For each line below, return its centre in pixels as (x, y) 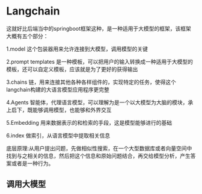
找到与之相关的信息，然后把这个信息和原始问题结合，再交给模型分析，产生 (98, 155)
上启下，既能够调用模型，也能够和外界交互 (59, 110)
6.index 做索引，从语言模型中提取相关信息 (58, 135)
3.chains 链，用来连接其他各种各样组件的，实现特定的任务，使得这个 (91, 82)
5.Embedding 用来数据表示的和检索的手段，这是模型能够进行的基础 (89, 122)
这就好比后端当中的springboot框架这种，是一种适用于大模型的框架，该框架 (99, 28)
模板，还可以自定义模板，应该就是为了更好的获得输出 (72, 69)
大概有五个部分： (27, 36)
